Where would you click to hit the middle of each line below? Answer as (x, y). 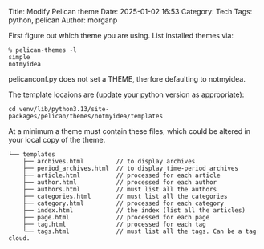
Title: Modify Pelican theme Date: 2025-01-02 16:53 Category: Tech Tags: (130, 12)
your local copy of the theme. (57, 140)
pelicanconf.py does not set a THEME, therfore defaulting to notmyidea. (127, 79)
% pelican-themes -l (43, 50)
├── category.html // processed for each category (124, 203)
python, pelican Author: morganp (63, 20)
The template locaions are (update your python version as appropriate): (126, 94)
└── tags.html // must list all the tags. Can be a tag (140, 231)
